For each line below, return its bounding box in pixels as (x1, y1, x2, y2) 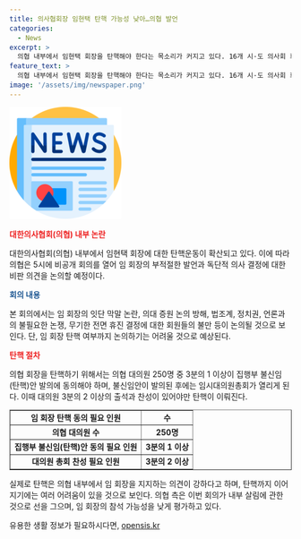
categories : (9, 23, 54, 33)
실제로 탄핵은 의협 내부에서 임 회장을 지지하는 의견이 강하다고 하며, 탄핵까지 (9, 478, 272, 489)
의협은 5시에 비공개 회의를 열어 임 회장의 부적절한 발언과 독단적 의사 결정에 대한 (9, 259, 287, 269)
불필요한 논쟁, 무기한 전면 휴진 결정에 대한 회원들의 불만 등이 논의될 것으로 (18, 319, 277, 330)
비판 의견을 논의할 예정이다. (9, 269, 106, 281)
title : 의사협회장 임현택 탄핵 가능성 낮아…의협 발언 (9, 14, 178, 23)
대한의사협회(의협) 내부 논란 (9, 228, 106, 239)
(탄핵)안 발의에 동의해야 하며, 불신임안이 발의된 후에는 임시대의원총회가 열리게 (9, 380, 280, 390)
